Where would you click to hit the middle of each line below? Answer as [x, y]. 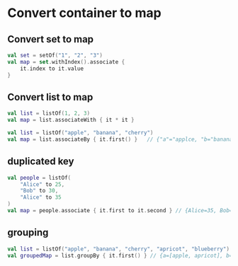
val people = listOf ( [39, 178]
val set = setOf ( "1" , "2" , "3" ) [55, 55]
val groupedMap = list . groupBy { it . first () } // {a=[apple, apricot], [115, 255]
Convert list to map [50, 97]
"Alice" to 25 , [42, 184]
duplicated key [41, 162]
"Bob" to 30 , [39, 191]
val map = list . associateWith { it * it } [71, 120]
